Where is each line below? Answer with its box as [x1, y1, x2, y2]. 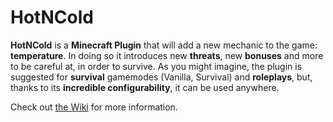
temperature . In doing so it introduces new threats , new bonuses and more [10, 49, 324, 61]
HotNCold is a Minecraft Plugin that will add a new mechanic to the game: [10, 39, 318, 51]
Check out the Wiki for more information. [10, 101, 178, 113]
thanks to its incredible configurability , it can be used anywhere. [10, 81, 280, 93]
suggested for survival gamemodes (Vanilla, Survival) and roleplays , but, [10, 71, 313, 83]
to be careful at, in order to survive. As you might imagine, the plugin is [10, 60, 303, 72]
